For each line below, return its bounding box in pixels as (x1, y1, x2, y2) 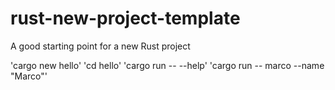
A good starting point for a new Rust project (10, 40, 191, 52)
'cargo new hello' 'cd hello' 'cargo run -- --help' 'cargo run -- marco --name (10, 59, 325, 71)
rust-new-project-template (10, 7, 241, 30)
